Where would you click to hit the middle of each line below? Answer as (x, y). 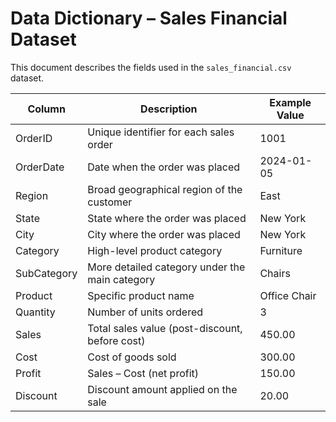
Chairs (275, 273)
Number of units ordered (145, 312)
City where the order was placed (164, 234)
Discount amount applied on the (162, 389)
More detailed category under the (166, 267)
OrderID (34, 138)
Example (290, 102)
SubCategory (46, 273)
